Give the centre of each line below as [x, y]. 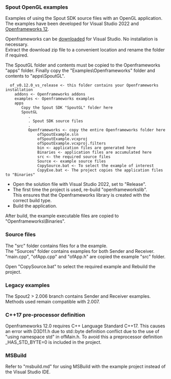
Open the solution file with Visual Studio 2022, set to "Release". [79, 184]
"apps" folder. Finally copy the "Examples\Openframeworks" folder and [80, 70]
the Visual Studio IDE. [28, 372]
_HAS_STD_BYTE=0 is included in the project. [54, 342]
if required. [17, 55]
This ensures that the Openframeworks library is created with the [81, 195]
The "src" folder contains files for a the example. [56, 246]
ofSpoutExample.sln [58, 135]
